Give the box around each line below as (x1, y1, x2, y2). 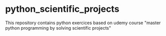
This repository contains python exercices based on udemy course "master (5, 20, 161, 26)
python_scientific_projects (5, 3, 119, 15)
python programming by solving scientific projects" (5, 25, 111, 31)
